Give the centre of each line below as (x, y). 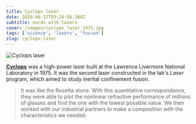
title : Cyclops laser (33, 11)
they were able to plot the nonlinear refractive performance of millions (105, 97)
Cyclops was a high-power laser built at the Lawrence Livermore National (96, 67)
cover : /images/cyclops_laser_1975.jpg (55, 28)
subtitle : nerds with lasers (42, 22)
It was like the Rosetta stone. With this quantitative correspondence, (103, 90)
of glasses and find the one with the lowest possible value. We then (102, 103)
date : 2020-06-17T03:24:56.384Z (46, 17)
